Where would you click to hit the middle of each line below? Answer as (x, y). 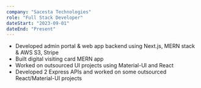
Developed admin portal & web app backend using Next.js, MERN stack (105, 46)
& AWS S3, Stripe (37, 53)
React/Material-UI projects (49, 78)
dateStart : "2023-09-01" (38, 23)
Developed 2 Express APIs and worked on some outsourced (91, 72)
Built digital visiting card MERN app (59, 59)
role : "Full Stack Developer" (45, 18)
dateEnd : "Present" (31, 29)
